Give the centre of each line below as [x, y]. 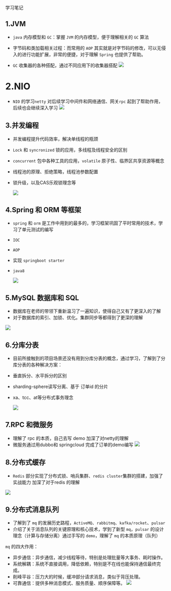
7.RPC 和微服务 [29, 425]
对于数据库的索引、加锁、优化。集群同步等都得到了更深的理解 [78, 318]
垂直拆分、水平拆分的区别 [40, 376]
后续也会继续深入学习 [35, 107]
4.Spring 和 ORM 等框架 [43, 210]
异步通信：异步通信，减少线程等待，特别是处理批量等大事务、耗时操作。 [89, 558]
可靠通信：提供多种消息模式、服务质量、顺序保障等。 [69, 583]
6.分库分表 [22, 345]
